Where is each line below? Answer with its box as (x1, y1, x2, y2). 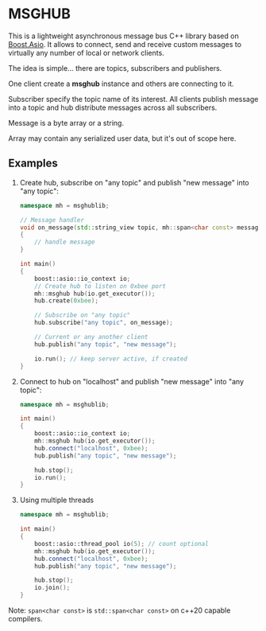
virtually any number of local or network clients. (8, 48, 164, 57)
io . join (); (34, 584, 71, 592)
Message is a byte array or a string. (8, 118, 125, 127)
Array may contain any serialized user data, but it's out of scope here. (8, 133, 237, 143)
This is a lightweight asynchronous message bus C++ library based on (8, 31, 240, 41)
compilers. (8, 614, 43, 623)
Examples (8, 157, 58, 170)
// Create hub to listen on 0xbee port (34, 282, 167, 290)
